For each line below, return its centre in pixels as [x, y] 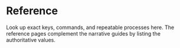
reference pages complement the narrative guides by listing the [84, 33]
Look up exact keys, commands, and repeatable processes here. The [90, 27]
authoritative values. [31, 40]
